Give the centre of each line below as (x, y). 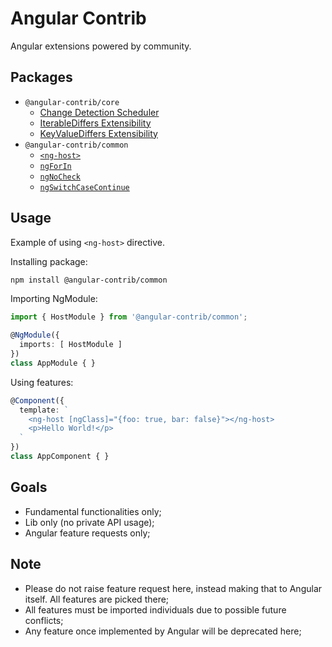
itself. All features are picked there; (97, 599)
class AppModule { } (53, 363)
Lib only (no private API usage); (89, 522)
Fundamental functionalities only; (93, 511)
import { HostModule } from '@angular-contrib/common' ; (129, 317)
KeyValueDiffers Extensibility (98, 133)
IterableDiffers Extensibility (95, 123)
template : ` (44, 410)
